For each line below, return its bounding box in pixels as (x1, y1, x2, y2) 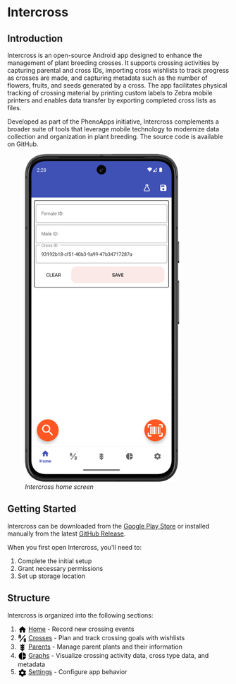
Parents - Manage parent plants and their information (27, 642, 183, 651)
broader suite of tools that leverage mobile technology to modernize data (7, 125, 220, 133)
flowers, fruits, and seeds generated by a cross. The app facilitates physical (7, 81, 228, 89)
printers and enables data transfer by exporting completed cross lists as (7, 96, 216, 105)
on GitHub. (7, 140, 39, 148)
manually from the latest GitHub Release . (7, 529, 126, 538)
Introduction (7, 33, 63, 45)
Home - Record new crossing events (27, 625, 135, 633)
